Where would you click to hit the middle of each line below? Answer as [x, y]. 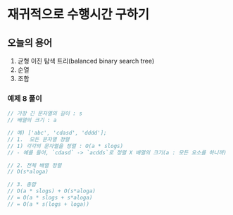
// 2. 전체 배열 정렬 [34, 165]
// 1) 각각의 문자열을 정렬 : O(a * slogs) [65, 146]
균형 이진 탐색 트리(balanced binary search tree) [86, 61]
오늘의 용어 [30, 43]
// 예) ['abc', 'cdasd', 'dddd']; [57, 133]
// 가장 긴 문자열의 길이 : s [45, 113]
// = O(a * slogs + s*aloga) [50, 198]
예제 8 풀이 [25, 98]
